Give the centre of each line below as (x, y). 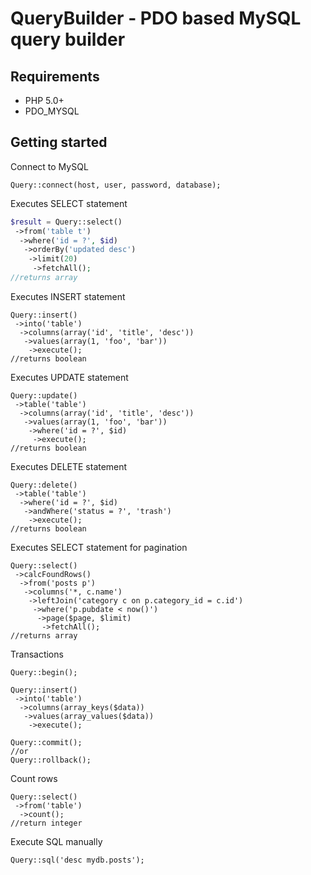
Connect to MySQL (49, 166)
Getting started (59, 142)
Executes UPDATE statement (69, 377)
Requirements (55, 76)
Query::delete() (44, 485)
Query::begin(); (44, 672)
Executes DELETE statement (69, 466)
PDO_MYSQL (52, 111)
